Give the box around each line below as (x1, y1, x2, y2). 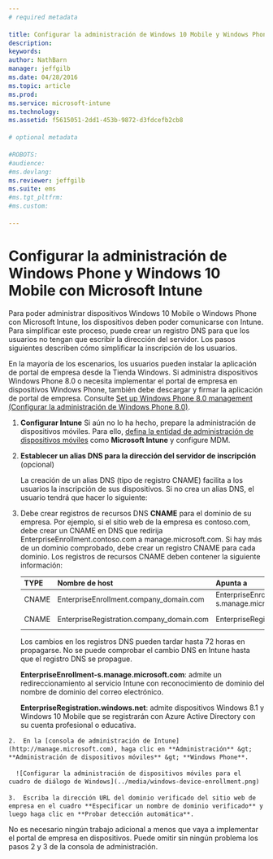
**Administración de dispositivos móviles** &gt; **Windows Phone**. (8, 753, 249, 761)
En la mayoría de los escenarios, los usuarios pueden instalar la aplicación (8, 358, 258, 368)
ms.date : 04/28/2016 (8, 73, 79, 81)
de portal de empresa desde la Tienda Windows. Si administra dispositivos (8, 367, 258, 377)
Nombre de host (57, 578, 114, 588)
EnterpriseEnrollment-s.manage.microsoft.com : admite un (19, 670, 222, 680)
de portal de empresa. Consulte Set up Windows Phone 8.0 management (8, 393, 253, 403)
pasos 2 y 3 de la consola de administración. (8, 842, 158, 852)
